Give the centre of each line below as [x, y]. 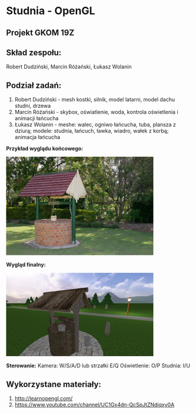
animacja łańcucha [37, 137]
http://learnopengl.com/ [44, 399]
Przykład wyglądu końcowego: [45, 149]
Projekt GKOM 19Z [40, 33]
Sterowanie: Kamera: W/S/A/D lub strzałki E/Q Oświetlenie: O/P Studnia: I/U [98, 366]
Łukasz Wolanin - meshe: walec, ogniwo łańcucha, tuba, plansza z [95, 124]
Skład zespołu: [34, 52]
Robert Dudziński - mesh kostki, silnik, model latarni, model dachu [95, 100]
